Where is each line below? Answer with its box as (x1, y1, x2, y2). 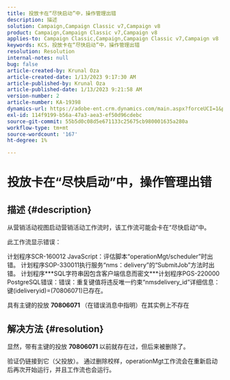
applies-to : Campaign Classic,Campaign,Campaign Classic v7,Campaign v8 (7, 36, 219, 42)
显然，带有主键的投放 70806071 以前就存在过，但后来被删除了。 (7, 342, 190, 351)
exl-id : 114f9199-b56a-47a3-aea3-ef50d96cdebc (7, 111, 142, 118)
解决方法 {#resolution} (7, 323, 104, 335)
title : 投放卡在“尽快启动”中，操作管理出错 (7, 10, 116, 17)
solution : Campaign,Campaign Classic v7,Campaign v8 (7, 23, 161, 29)
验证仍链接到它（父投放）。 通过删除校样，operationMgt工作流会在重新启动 (7, 357, 218, 365)
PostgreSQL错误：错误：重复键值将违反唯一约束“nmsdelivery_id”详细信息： (7, 278, 220, 286)
